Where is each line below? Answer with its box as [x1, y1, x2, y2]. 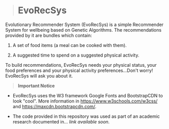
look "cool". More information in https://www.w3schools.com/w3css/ [12, 98, 158, 104]
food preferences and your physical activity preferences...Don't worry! [5, 67, 154, 73]
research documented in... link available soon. [12, 118, 110, 124]
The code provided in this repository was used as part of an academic [12, 113, 160, 119]
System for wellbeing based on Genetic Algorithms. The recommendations [5, 27, 162, 33]
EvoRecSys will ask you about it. [5, 72, 73, 79]
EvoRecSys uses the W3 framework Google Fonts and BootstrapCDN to [12, 92, 163, 98]
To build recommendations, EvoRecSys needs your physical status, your [5, 62, 157, 68]
